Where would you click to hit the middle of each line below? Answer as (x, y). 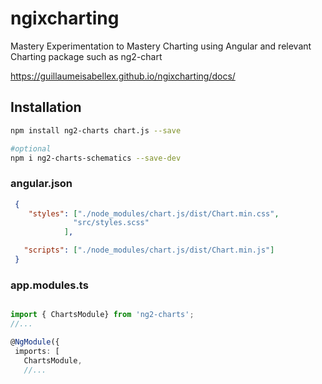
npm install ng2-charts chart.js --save (96, 130)
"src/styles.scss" (111, 223)
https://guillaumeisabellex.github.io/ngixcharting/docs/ (123, 76)
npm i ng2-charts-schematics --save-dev (96, 158)
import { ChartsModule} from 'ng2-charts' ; (102, 315)
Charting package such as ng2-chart (86, 56)
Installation (46, 107)
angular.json (41, 184)
